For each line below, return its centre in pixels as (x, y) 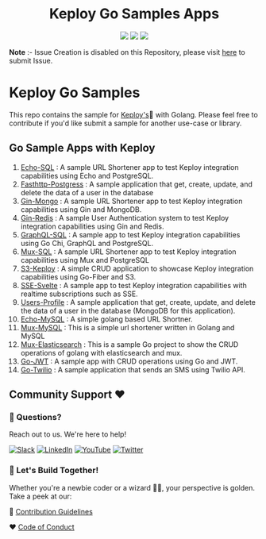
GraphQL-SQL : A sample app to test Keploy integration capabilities (130, 234)
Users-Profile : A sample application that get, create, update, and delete (138, 302)
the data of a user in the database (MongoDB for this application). (128, 310)
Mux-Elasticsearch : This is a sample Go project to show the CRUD (129, 344)
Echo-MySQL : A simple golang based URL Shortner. (106, 319)
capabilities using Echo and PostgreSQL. (87, 175)
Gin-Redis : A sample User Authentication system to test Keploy (125, 218)
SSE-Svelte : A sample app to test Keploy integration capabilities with (133, 285)
